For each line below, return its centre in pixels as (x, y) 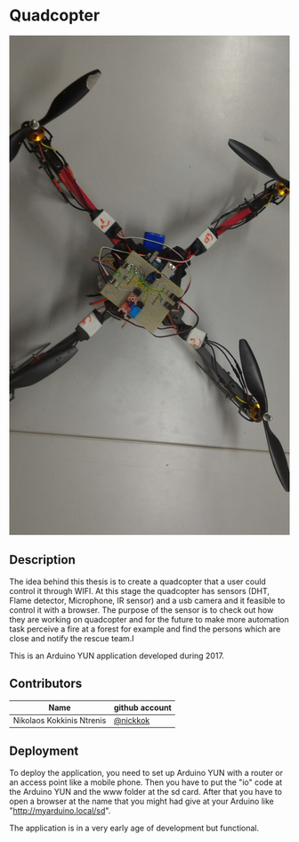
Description (42, 560)
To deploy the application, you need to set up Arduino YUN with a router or (146, 772)
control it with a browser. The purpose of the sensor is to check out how (141, 610)
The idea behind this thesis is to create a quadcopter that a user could (138, 582)
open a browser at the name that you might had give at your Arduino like (141, 801)
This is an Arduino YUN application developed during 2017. (117, 656)
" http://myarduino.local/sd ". (60, 810)
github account (142, 708)
